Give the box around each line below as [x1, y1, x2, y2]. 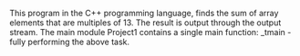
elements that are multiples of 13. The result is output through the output [9, 17, 282, 28]
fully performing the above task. [9, 36, 130, 47]
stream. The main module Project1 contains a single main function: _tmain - [9, 27, 292, 37]
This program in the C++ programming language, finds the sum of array [9, 8, 279, 18]
